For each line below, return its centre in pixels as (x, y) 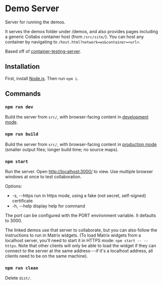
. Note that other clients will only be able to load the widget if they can (86, 246)
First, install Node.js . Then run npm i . (42, 78)
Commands (23, 94)
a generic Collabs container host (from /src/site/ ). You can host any (74, 37)
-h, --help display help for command (48, 206)
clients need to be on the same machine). (46, 256)
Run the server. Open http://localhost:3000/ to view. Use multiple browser (79, 172)
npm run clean (22, 268)
